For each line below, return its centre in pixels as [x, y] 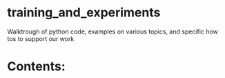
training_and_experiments [84, 13]
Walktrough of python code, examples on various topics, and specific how [113, 31]
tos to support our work [41, 38]
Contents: [36, 67]
